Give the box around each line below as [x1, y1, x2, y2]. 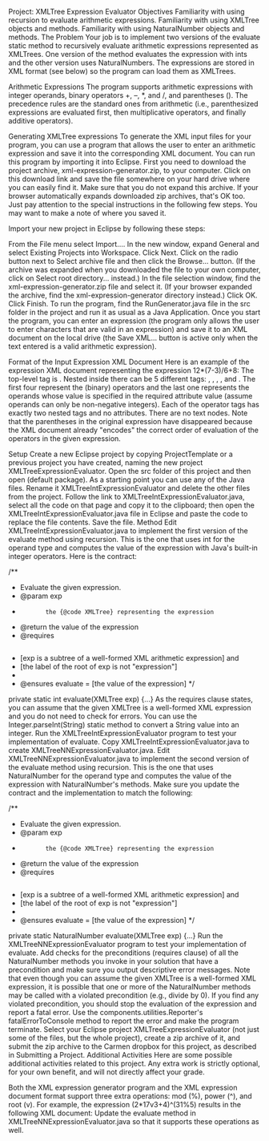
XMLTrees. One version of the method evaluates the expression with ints [8, 50, 248, 59]
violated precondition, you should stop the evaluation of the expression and [8, 999, 258, 1009]
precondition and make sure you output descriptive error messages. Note [8, 965, 251, 974]
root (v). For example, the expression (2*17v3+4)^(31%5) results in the [8, 1100, 242, 1109]
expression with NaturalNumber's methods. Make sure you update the [8, 779, 240, 789]
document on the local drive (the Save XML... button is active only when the [8, 333, 259, 342]
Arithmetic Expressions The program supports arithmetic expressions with [8, 82, 254, 91]
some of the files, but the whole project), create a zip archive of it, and [8, 1034, 240, 1042]
